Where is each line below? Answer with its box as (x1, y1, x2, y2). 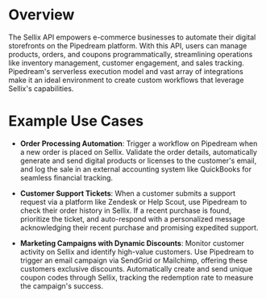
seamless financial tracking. (19, 172, 114, 182)
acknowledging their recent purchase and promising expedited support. (19, 222, 259, 232)
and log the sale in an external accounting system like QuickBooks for (19, 164, 252, 174)
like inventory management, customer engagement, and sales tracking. (8, 58, 244, 68)
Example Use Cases (8, 112, 144, 131)
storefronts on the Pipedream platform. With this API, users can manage (8, 40, 247, 50)
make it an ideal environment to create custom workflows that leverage (8, 75, 244, 85)
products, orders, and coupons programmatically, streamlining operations (8, 49, 253, 59)
